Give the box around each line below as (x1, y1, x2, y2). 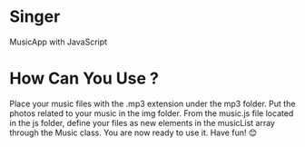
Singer (9, 6, 61, 27)
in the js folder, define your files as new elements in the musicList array (9, 117, 275, 128)
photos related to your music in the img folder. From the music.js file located (9, 107, 294, 119)
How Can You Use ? (9, 68, 159, 89)
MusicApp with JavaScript (9, 36, 107, 47)
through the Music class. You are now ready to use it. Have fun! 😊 (9, 127, 257, 138)
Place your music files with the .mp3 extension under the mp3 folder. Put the (9, 98, 296, 109)
